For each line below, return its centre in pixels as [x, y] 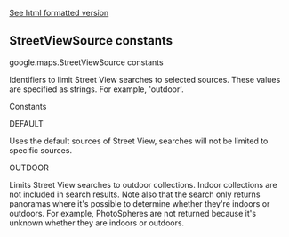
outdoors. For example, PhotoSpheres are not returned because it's [132, 213]
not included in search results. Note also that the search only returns [135, 194]
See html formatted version [59, 13]
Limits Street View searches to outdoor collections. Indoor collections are [143, 184]
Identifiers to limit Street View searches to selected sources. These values [145, 79]
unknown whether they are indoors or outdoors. [97, 223]
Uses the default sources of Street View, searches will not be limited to [139, 141]
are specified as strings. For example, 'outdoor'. [96, 89]
